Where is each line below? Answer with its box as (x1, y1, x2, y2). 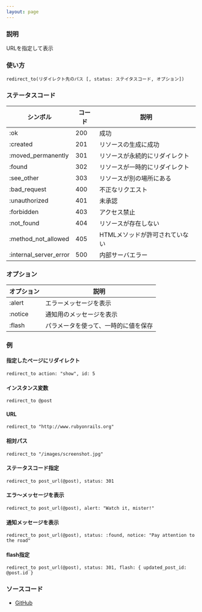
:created (9, 139, 33, 148)
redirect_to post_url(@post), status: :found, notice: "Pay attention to (6, 533, 195, 539)
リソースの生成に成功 (99, 140, 160, 148)
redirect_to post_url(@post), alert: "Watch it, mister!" (6, 505, 155, 511)
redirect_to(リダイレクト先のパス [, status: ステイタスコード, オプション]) (6, 76, 185, 82)
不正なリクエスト (99, 185, 148, 194)
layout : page (6, 8, 39, 15)
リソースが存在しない (99, 219, 160, 227)
